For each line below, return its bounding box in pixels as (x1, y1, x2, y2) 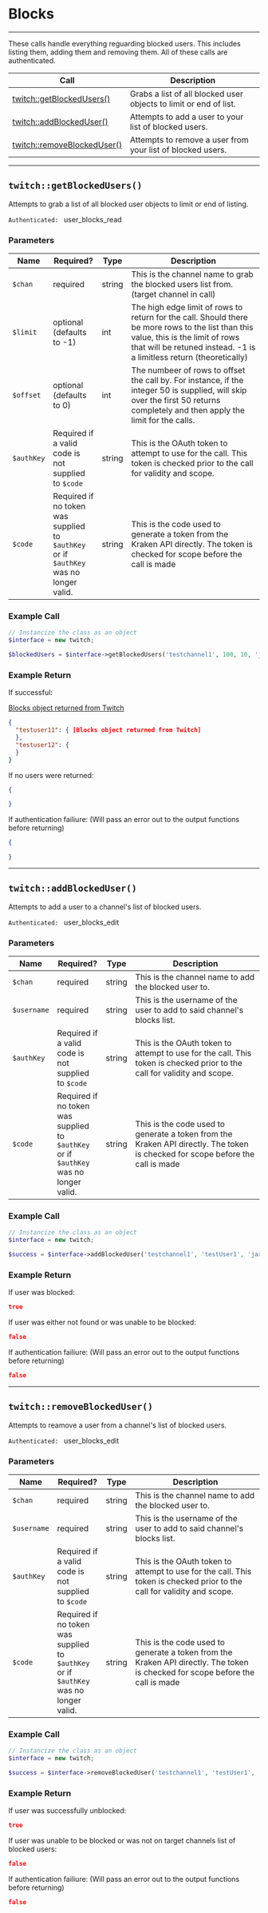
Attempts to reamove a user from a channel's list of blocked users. (8, 1420, 227, 1430)
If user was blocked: (8, 1288, 76, 1297)
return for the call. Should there (131, 312, 249, 323)
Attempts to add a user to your (129, 111, 244, 122)
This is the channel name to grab (131, 269, 254, 280)
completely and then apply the (131, 405, 245, 416)
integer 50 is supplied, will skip (131, 385, 247, 396)
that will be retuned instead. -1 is (131, 341, 256, 353)
